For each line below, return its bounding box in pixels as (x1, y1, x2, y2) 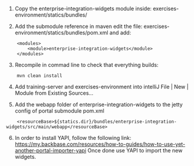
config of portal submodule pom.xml (14, 107, 105, 114)
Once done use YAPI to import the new (87, 147, 183, 154)
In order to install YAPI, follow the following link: (14, 135, 132, 141)
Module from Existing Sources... (14, 90, 93, 97)
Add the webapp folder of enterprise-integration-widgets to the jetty (14, 101, 183, 108)
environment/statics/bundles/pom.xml (14, 29, 108, 36)
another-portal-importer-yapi (14, 147, 86, 154)
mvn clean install (17, 73, 62, 79)
